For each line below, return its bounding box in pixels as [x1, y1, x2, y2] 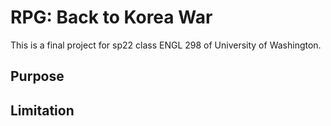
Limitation [10, 102, 75, 119]
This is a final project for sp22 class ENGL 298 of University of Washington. [10, 39, 322, 51]
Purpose [10, 68, 65, 85]
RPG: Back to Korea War [10, 6, 213, 29]
